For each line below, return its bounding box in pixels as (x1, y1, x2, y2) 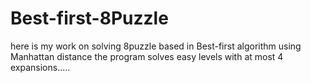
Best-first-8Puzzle (10, 7, 169, 30)
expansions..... (10, 61, 71, 73)
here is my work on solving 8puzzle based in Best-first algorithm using (10, 40, 302, 52)
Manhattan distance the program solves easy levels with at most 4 (10, 50, 284, 62)
